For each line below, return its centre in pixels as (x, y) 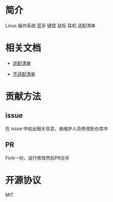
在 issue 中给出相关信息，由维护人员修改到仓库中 (57, 129)
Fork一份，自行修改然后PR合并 (37, 158)
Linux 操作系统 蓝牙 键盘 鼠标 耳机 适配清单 (50, 26)
